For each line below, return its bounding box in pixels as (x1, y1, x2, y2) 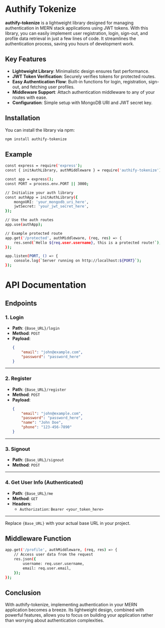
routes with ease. (12, 94, 48, 100)
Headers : (12, 501, 32, 507)
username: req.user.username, (23, 561, 84, 566)
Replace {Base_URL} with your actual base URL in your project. (5, 520, 131, 526)
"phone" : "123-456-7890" (21, 425, 72, 430)
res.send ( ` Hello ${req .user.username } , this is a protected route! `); (14, 240, 162, 245)
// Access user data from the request (14, 552, 93, 557)
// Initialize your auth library (5, 190, 74, 195)
